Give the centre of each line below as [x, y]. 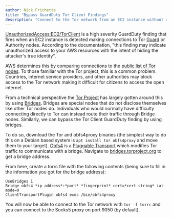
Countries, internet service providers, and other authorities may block [79, 77]
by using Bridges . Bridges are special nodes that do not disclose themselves [86, 103]
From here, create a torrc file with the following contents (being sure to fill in [85, 167]
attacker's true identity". [31, 56]
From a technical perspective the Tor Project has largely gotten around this [84, 97]
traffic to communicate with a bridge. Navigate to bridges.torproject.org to [83, 151]
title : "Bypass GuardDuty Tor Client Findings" [57, 15]
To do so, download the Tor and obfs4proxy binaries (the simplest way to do [86, 135]
